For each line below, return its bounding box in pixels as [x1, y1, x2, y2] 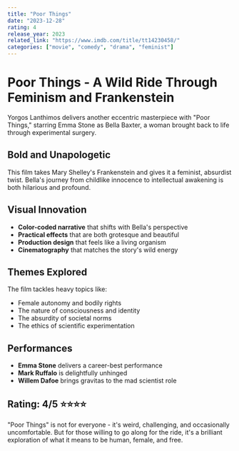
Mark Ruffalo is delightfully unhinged [17, 369, 128, 377]
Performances [7, 342, 73, 354]
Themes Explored [7, 265, 88, 278]
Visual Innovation [7, 204, 87, 216]
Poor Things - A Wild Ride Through [7, 74, 218, 91]
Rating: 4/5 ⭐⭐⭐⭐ [7, 397, 87, 410]
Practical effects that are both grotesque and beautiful [17, 230, 180, 239]
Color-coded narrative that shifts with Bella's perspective [17, 223, 188, 231]
